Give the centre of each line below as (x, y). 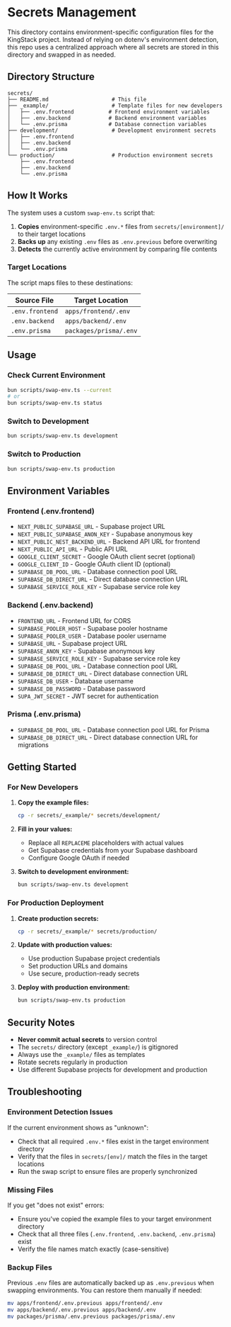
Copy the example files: (53, 802)
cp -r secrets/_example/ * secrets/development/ (89, 816)
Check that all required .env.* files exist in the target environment (113, 1141)
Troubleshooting (45, 1092)
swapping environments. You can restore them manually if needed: (105, 1290)
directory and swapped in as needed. (62, 55)
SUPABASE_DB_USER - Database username (76, 681)
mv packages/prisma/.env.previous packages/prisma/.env (91, 1317)
